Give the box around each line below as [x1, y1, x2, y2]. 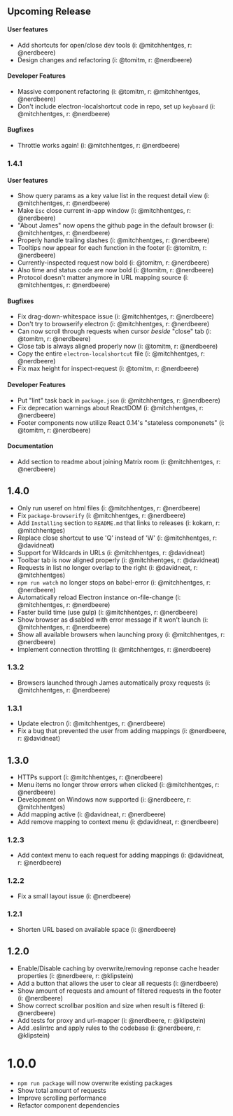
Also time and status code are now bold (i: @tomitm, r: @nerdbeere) [17, 266, 214, 274]
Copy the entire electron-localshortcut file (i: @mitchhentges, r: [17, 349, 205, 358]
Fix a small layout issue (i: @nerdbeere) [17, 892, 132, 900]
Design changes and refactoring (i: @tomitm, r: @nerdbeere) [17, 55, 192, 64]
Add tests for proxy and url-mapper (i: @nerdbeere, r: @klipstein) [17, 1016, 206, 1024]
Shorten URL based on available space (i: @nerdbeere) [17, 925, 176, 933]
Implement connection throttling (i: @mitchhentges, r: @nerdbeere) [17, 645, 211, 653]
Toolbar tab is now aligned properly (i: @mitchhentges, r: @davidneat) [17, 556, 220, 564]
